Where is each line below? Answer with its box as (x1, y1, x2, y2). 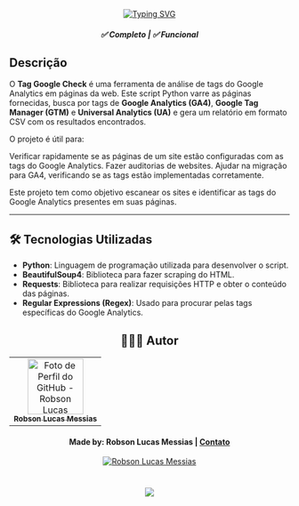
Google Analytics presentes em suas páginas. (9, 197, 177, 207)
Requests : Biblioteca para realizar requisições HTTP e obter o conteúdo (21, 279, 287, 290)
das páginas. (21, 288, 69, 299)
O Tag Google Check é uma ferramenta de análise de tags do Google (9, 79, 264, 90)
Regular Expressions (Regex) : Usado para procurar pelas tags (21, 298, 253, 309)
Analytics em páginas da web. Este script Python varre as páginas (9, 88, 252, 99)
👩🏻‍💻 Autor (120, 333, 179, 348)
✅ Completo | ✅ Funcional (101, 28, 198, 39)
